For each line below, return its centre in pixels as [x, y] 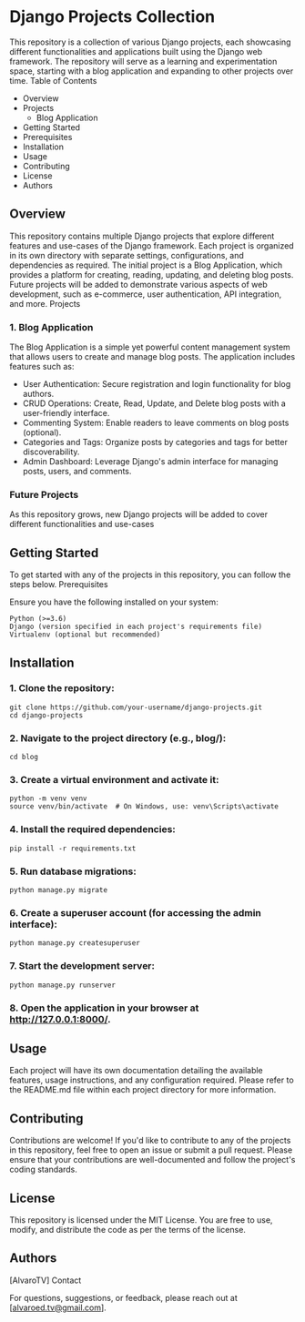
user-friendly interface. [66, 413]
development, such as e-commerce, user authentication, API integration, [146, 294]
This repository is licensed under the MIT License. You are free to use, [141, 1220]
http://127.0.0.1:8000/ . [60, 1019]
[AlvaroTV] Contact [46, 1280]
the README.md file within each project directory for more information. [143, 1090]
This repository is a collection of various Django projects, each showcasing [150, 42]
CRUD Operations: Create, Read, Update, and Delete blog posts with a [154, 403]
